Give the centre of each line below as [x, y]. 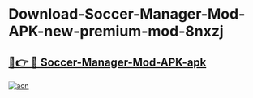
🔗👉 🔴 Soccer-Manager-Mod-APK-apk [107, 62]
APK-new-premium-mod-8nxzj [116, 31]
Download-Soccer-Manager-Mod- [127, 14]
